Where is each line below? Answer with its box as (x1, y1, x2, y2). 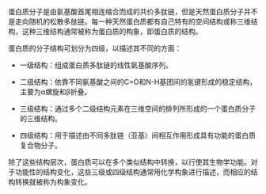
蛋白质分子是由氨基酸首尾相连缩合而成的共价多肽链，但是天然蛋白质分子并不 (8, 7, 258, 16)
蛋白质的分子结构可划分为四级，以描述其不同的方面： (8, 44, 182, 53)
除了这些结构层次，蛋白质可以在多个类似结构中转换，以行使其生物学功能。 (8, 158, 251, 166)
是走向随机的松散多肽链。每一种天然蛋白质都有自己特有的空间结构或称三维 (8, 17, 251, 26)
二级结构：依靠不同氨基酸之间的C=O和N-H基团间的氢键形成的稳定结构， (19, 78, 257, 86)
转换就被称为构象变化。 (14, 177, 92, 186)
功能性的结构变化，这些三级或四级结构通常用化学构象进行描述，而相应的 (14, 167, 251, 177)
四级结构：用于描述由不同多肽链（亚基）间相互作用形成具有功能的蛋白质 (19, 131, 256, 140)
